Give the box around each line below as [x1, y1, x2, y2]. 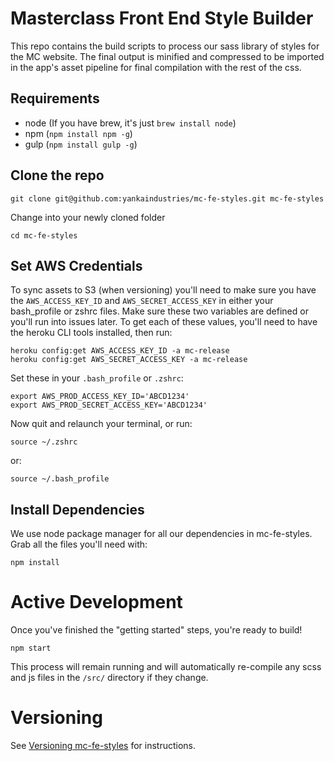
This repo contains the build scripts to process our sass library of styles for [10, 40, 320, 52]
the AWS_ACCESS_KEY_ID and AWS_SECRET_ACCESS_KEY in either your [10, 295, 274, 307]
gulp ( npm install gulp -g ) [24, 138, 138, 150]
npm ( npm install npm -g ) [24, 127, 133, 139]
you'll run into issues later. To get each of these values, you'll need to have [10, 316, 318, 328]
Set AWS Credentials [10, 257, 143, 274]
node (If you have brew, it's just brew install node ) [24, 117, 237, 129]
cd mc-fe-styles [10, 230, 78, 241]
